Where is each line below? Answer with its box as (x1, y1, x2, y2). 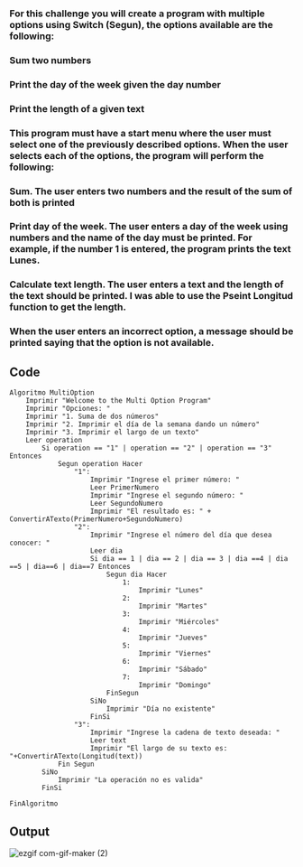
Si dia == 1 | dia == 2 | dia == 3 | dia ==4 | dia (89, 555, 289, 564)
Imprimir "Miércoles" (138, 618, 220, 627)
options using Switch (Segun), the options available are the (9, 18, 273, 31)
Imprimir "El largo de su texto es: (89, 744, 228, 753)
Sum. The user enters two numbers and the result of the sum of (9, 184, 293, 197)
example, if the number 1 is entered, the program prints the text (9, 243, 291, 256)
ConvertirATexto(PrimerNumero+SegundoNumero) (9, 515, 183, 524)
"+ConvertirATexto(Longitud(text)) (9, 752, 143, 761)
